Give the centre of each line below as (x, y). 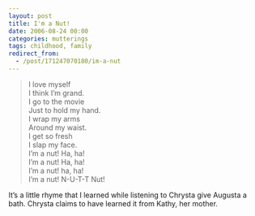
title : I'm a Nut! (39, 24)
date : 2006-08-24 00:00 (49, 31)
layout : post (30, 16)
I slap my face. (53, 145)
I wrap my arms (54, 119)
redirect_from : (34, 54)
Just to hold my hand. (64, 110)
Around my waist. (57, 127)
